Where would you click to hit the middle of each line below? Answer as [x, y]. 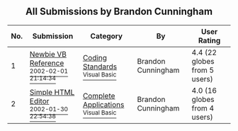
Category [106, 36]
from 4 [203, 108]
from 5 [203, 70]
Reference [47, 63]
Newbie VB [48, 54]
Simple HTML [52, 92]
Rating [209, 40]
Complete [99, 96]
